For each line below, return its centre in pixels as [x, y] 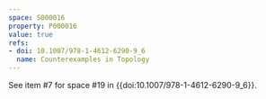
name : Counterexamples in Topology [83, 59]
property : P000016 [43, 26]
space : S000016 [37, 18]
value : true [31, 34]
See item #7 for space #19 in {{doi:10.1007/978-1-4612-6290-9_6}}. [133, 85]
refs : [18, 43]
